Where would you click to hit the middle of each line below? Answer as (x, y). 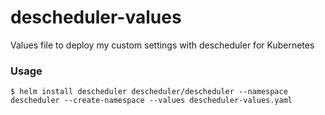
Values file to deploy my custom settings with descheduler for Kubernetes (162, 45)
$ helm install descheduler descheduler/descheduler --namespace (149, 92)
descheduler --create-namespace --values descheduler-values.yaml (151, 101)
